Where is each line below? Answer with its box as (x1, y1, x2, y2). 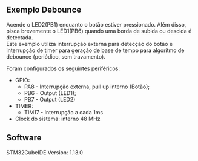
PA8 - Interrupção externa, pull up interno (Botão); (24, 83, 150, 90)
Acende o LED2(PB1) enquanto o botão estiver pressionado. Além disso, (6, 21, 186, 28)
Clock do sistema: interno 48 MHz (15, 115, 101, 122)
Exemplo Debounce (6, 5, 82, 15)
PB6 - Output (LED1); (24, 89, 77, 96)
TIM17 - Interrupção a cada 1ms (24, 108, 104, 116)
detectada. (6, 33, 33, 41)
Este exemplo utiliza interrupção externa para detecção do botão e (6, 40, 173, 47)
